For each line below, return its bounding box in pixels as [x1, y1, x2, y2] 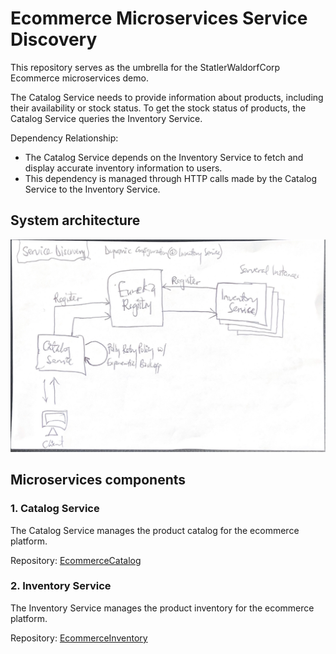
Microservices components [10, 472, 187, 489]
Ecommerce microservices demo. [10, 72, 149, 84]
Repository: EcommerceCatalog [10, 554, 142, 566]
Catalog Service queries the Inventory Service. [10, 112, 203, 124]
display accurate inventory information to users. [24, 162, 223, 174]
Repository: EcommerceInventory [10, 632, 148, 644]
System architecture [10, 212, 141, 229]
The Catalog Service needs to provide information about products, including [10, 91, 324, 103]
